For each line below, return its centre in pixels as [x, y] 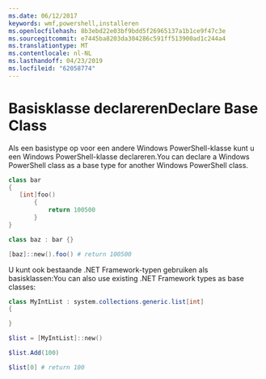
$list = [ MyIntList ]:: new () [56, 339]
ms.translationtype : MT [49, 46]
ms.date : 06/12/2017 [43, 16]
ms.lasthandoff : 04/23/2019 [56, 61]
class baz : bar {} [41, 239]
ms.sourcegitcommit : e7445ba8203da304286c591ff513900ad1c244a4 [117, 38]
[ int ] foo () [38, 195]
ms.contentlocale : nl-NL [50, 53]
